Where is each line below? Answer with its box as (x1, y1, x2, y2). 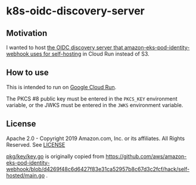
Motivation (6, 28, 48, 38)
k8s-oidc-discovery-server (6, 4, 145, 18)
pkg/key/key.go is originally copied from (6, 153, 105, 160)
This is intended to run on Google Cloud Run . (6, 83, 117, 90)
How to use (6, 68, 49, 78)
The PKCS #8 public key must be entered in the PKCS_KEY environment (6, 95, 178, 102)
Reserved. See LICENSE (6, 141, 66, 148)
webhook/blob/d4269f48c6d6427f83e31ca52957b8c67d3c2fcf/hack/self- (6, 165, 189, 172)
